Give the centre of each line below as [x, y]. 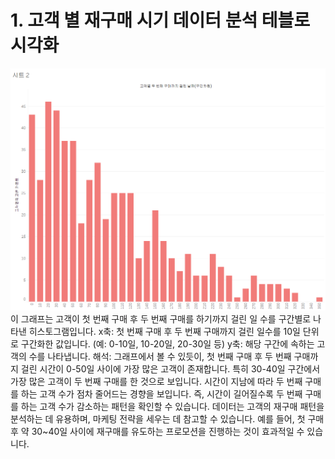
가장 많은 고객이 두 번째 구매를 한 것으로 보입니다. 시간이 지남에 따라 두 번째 [156, 382]
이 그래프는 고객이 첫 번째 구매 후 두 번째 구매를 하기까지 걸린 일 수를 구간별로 [161, 319]
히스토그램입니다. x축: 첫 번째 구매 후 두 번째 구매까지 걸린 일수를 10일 [164, 332]
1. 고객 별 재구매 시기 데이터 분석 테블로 [160, 20]
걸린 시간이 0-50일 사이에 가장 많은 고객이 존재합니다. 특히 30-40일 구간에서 [170, 369]
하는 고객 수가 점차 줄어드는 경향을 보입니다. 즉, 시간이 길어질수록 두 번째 [161, 394]
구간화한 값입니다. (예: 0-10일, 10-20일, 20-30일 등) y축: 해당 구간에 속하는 [167, 344]
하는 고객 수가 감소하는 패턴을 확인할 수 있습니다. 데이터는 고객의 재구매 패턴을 [172, 407]
